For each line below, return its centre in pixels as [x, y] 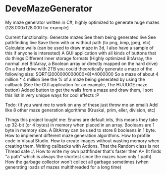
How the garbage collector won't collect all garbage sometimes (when [77, 162]
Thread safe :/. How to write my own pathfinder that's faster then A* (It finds [83, 151]
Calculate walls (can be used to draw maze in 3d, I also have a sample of [79, 48]
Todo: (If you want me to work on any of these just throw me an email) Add [82, 105]
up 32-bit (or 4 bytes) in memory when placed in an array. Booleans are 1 [80, 125]
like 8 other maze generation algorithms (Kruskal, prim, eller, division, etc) [81, 110]
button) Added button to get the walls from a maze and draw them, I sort [79, 90]
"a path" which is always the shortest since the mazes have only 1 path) [78, 156]
